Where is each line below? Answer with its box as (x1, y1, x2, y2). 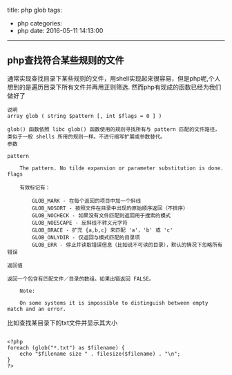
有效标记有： (19, 184, 50, 191)
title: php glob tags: (7, 6, 62, 14)
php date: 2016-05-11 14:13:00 (17, 27, 104, 34)
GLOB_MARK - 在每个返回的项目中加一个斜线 (32, 197, 142, 204)
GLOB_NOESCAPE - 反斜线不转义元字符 (32, 219, 128, 226)
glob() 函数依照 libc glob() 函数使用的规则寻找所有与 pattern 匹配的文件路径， (7, 125, 220, 133)
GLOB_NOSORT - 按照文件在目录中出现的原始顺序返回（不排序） (32, 205, 188, 212)
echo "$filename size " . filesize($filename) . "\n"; (19, 350, 181, 357)
